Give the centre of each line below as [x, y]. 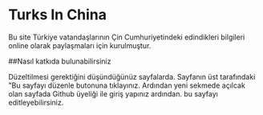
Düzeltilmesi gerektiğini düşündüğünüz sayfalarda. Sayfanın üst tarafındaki [132, 76]
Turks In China [57, 15]
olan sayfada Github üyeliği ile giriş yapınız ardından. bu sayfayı [113, 93]
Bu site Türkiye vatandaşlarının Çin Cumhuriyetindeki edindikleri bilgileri [127, 37]
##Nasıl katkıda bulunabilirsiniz [60, 61]
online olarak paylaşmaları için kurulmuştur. [80, 45]
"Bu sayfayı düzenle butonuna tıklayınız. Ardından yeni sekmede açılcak [127, 85]
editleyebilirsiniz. [36, 102]
